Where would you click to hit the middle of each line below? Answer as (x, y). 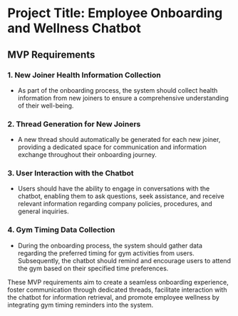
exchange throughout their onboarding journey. (87, 155)
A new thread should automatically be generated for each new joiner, (119, 140)
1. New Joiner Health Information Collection (84, 75)
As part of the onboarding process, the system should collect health (118, 90)
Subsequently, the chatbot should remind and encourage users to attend (124, 260)
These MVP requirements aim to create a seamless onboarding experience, (118, 282)
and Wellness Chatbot (74, 28)
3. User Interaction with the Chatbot (71, 173)
